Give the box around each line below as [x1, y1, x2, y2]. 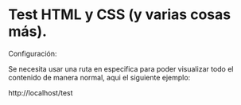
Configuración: [8, 49, 57, 58]
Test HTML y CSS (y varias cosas [8, 6, 231, 24]
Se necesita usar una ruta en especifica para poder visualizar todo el [8, 64, 234, 73]
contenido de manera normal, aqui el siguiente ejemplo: [8, 72, 191, 82]
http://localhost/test [8, 87, 73, 97]
